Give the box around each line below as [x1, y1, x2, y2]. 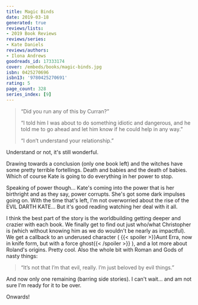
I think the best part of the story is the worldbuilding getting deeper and [6, 214, 181, 221]
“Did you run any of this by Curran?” [20, 107, 110, 115]
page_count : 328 [6, 86, 46, 92]
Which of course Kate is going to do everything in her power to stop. [6, 173, 174, 180]
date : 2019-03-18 [6, 14, 49, 20]
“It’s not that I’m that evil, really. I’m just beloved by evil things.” [20, 263, 175, 271]
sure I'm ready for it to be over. [6, 281, 82, 288]
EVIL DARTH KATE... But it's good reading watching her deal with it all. [6, 203, 178, 210]
